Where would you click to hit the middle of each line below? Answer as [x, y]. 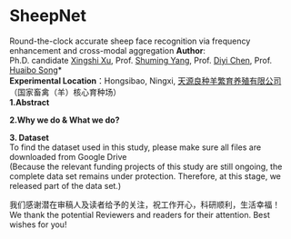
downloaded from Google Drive [68, 156]
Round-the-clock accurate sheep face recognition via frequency [130, 41]
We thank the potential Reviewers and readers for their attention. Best [140, 214]
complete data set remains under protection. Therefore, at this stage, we [145, 176]
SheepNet [48, 16]
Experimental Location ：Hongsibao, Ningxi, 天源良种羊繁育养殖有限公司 [145, 80]
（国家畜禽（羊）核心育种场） [65, 92]
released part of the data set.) [65, 185]
